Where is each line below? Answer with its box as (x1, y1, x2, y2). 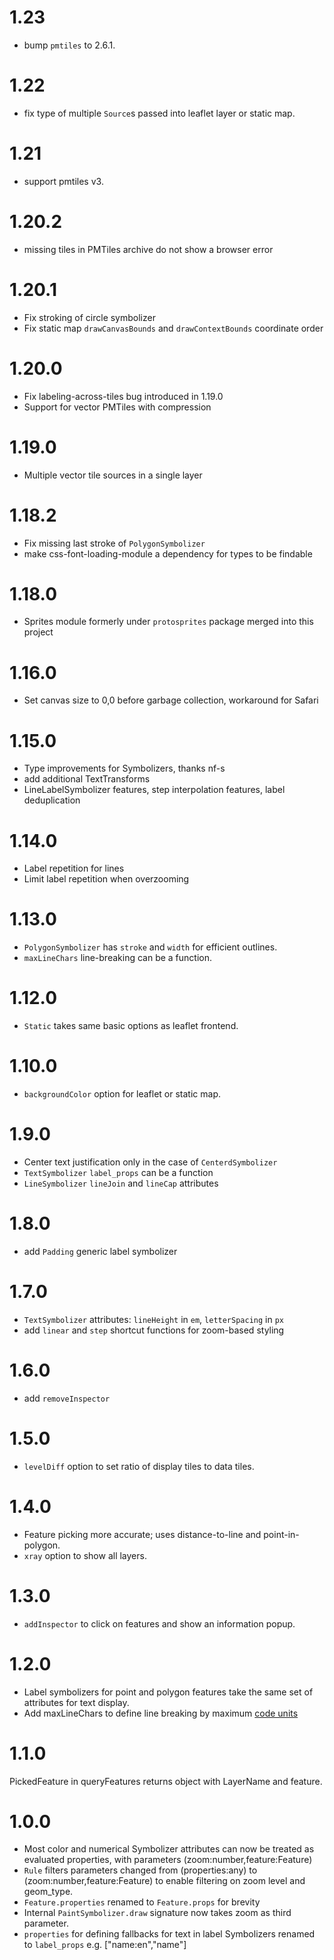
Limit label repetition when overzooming (23, 873, 190, 885)
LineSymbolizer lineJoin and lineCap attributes (23, 1177, 219, 1189)
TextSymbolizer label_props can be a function (23, 1167, 214, 1178)
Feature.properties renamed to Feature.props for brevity (23, 1896, 261, 1908)
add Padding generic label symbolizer (23, 1245, 178, 1257)
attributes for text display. (23, 1696, 130, 1708)
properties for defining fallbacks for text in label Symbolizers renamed (23, 1928, 316, 1940)
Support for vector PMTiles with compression (23, 401, 212, 413)
